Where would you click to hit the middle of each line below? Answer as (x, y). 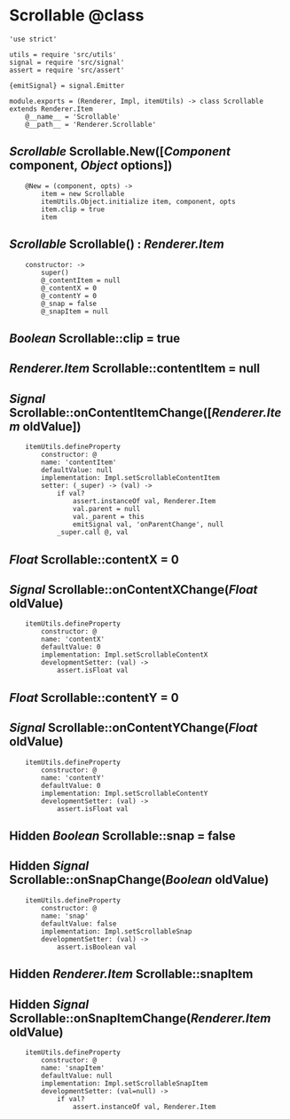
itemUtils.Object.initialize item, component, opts (139, 201)
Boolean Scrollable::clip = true (95, 338)
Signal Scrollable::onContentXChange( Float (133, 590)
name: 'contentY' (73, 777)
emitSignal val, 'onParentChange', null (148, 524)
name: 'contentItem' (79, 462)
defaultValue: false (79, 924)
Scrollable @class (77, 16)
